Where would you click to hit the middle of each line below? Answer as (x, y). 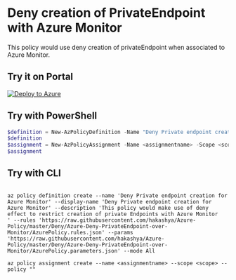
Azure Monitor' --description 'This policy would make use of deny (108, 208)
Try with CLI (34, 173)
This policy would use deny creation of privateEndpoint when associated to (116, 47)
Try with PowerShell (52, 116)
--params (120, 232)
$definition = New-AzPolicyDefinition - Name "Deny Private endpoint (110, 132)
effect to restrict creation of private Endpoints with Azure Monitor (113, 214)
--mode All (139, 251)
